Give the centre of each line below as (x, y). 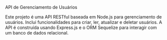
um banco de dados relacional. (37, 33)
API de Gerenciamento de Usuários (41, 7)
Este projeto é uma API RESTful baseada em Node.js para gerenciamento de (83, 17)
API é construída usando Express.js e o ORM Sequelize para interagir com (81, 27)
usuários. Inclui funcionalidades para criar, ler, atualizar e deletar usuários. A (84, 22)
